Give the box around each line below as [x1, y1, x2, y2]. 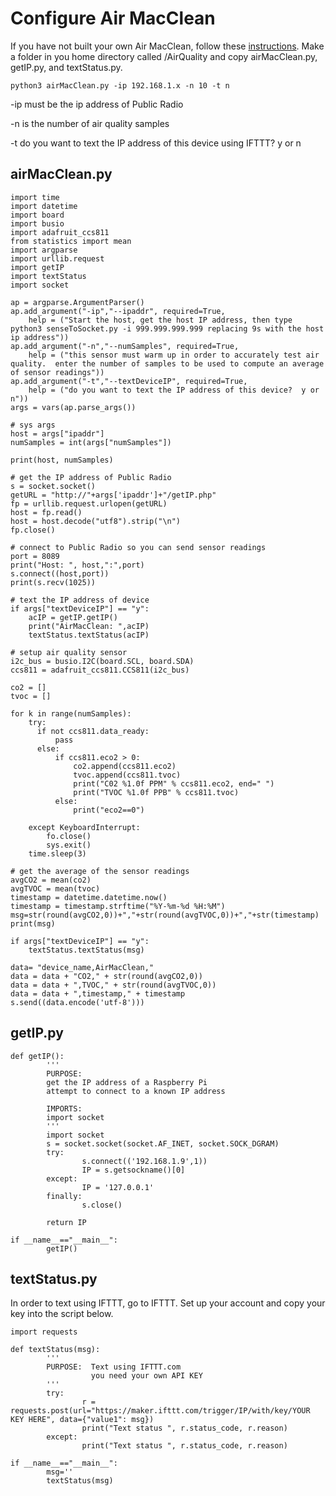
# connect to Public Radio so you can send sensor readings [10, 542, 267, 552]
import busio [10, 218, 65, 229]
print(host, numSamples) [10, 455, 114, 465]
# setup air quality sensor [10, 647, 128, 657]
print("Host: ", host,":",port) [10, 560, 145, 570]
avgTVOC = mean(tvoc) [10, 883, 101, 894]
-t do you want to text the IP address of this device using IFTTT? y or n [10, 137, 302, 149]
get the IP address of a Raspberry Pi [46, 1077, 208, 1087]
